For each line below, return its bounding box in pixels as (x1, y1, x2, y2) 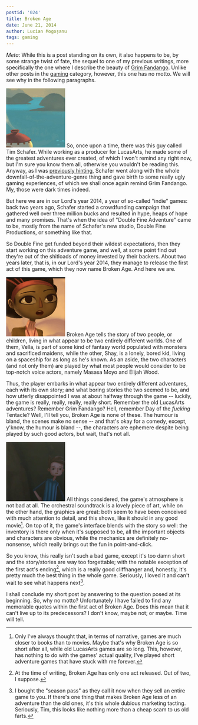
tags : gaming (6, 34, 38, 41)
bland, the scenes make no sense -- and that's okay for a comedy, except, (6, 417, 187, 425)
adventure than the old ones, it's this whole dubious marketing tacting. (14, 700, 186, 707)
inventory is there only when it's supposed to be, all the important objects (6, 528, 185, 535)
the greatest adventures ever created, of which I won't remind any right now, (6, 154, 192, 162)
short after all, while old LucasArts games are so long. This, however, (14, 645, 183, 653)
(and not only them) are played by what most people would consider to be (6, 362, 186, 370)
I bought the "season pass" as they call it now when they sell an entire (14, 687, 186, 694)
